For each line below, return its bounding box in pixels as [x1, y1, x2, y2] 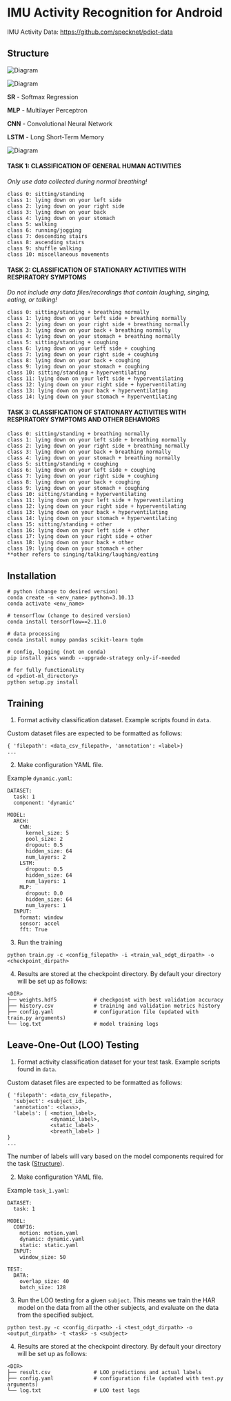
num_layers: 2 [25, 853, 67, 860]
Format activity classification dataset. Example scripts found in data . [17, 715, 212, 724]
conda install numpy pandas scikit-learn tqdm [7, 637, 143, 644]
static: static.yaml [19, 1242, 79, 1249]
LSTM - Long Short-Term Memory [7, 132, 105, 141]
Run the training [17, 938, 63, 946]
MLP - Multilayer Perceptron [7, 106, 88, 115]
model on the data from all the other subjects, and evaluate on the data [17, 1303, 219, 1311]
